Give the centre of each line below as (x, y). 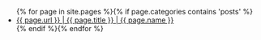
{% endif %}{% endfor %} (60, 28)
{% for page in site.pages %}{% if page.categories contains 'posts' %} (135, 12)
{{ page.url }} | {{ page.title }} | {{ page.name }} (95, 20)
